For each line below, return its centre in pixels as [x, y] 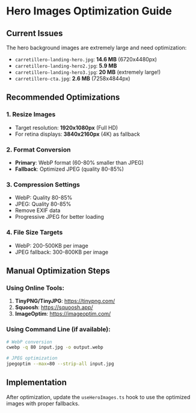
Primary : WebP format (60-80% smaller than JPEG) [79, 162]
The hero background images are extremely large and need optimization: [96, 47]
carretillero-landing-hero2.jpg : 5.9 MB [66, 66]
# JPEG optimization [32, 358]
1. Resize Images [31, 114]
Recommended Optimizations [63, 97]
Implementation [37, 383]
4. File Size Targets [35, 233]
